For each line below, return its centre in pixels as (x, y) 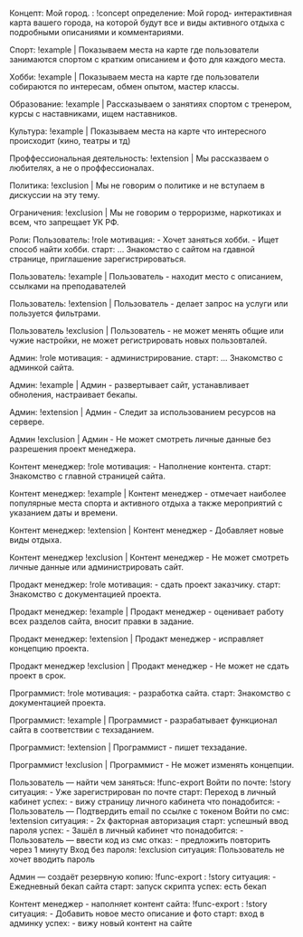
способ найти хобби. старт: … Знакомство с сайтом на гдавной (132, 249)
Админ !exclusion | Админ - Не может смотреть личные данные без (140, 439)
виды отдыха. (36, 540)
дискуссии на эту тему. (55, 195)
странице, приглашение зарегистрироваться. (98, 259)
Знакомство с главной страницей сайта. (87, 476)
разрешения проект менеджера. (73, 449)
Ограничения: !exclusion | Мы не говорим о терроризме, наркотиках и (146, 213)
